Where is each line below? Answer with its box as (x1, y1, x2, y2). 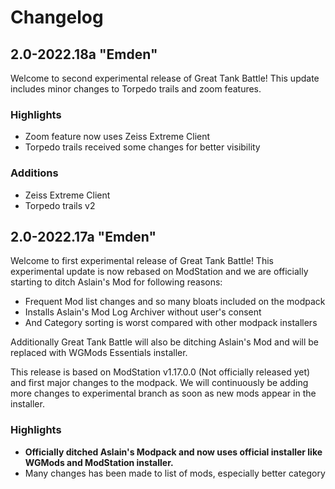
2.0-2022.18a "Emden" (10, 46, 158, 63)
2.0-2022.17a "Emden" (10, 228, 157, 245)
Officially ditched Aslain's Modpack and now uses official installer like (24, 446, 323, 458)
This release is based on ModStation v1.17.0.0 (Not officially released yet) (10, 366, 311, 378)
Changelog (10, 6, 104, 29)
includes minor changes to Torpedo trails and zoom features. (10, 83, 262, 95)
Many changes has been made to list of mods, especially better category (24, 467, 326, 479)
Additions (10, 166, 59, 180)
